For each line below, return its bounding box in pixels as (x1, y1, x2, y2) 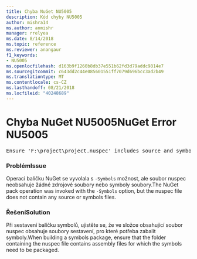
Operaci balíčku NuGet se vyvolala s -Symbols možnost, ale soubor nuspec (6, 175, 186, 182)
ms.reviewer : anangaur (6, 47, 62, 53)
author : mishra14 (6, 19, 49, 25)
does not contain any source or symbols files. (6, 193, 116, 200)
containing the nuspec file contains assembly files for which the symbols (6, 240, 182, 247)
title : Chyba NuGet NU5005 (6, 8, 72, 15)
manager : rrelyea (6, 30, 49, 36)
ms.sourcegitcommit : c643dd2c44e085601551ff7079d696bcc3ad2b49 (6, 69, 164, 74)
